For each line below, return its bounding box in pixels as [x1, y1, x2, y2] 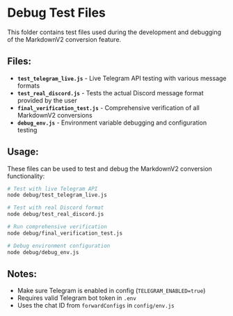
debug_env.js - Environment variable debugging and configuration [17, 118, 207, 127]
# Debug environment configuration [7, 242, 111, 249]
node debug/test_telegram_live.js [7, 191, 108, 199]
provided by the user [17, 96, 78, 104]
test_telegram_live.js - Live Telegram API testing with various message [17, 74, 227, 82]
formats [17, 81, 40, 90]
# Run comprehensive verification [7, 223, 108, 230]
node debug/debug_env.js [7, 248, 79, 255]
